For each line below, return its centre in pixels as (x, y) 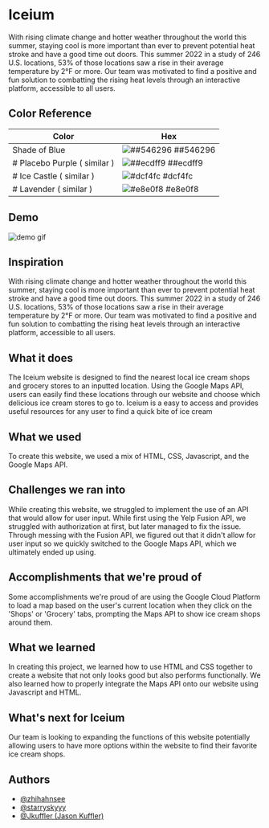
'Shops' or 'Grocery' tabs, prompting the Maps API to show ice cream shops (134, 613)
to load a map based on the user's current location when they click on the (130, 605)
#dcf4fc (178, 176)
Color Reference (50, 114)
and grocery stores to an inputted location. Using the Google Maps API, (126, 386)
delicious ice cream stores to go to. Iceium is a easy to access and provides (133, 403)
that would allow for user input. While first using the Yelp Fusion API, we (127, 518)
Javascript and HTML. (45, 692)
